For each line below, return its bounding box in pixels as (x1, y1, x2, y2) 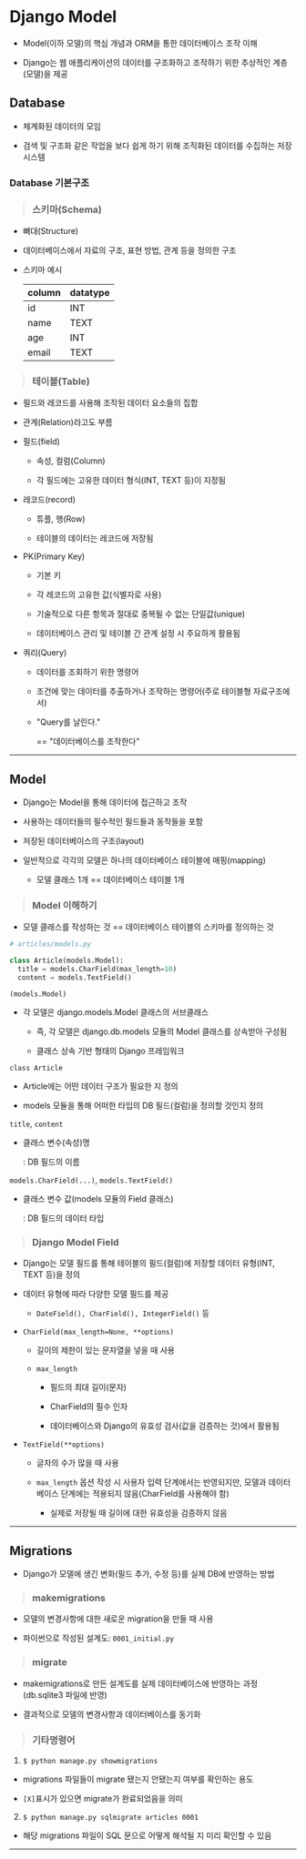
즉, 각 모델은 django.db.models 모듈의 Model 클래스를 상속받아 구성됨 (36, 1026, 288, 1037)
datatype (69, 286, 110, 299)
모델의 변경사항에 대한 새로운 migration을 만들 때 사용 (22, 1613, 214, 1624)
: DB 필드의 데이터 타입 (22, 1213, 105, 1224)
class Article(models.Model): (9, 956, 125, 966)
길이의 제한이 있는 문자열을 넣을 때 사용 (36, 1345, 176, 1356)
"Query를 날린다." (36, 716, 101, 727)
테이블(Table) (31, 375, 90, 388)
